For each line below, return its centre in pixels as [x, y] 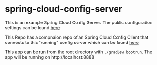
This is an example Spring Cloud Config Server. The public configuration [79, 22]
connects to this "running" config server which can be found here [72, 42]
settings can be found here [33, 27]
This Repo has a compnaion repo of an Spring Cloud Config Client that [77, 37]
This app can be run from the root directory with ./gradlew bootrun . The [78, 52]
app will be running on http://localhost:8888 [50, 57]
